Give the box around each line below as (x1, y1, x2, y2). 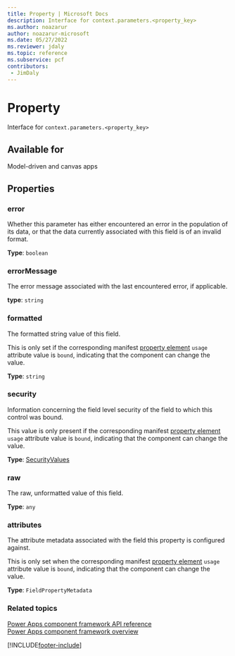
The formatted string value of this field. (7, 329, 121, 338)
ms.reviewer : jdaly (7, 43, 65, 50)
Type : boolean (7, 248, 49, 257)
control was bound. (7, 413, 63, 421)
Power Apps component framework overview (7, 627, 139, 636)
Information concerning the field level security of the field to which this (7, 405, 213, 413)
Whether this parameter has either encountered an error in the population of (7, 219, 229, 228)
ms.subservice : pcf (7, 56, 65, 63)
